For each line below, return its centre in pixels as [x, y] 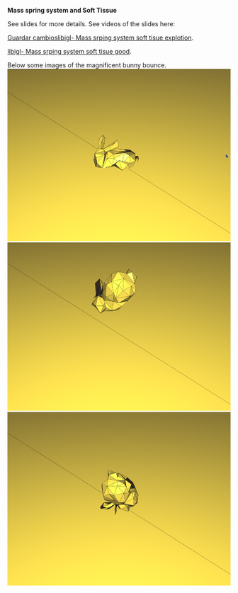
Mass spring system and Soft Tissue [62, 10]
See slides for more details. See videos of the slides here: [91, 24]
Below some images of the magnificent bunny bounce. [87, 65]
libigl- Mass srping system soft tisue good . [70, 51]
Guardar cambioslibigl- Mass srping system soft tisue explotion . [100, 38]
